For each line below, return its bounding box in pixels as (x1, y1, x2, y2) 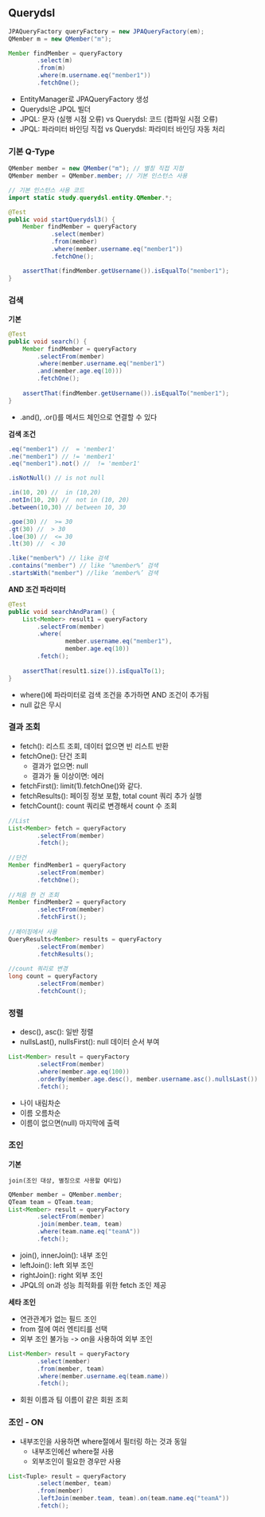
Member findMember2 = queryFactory (8, 898, 127, 906)
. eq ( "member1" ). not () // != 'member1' (8, 459, 141, 468)
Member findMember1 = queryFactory (8, 862, 127, 870)
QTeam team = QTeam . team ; (8, 1198, 94, 1206)
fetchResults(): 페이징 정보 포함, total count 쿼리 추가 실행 (19, 791, 202, 800)
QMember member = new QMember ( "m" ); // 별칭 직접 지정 (8, 165, 185, 173)
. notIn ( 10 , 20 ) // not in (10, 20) (8, 496, 130, 504)
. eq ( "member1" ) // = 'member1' (8, 445, 115, 453)
